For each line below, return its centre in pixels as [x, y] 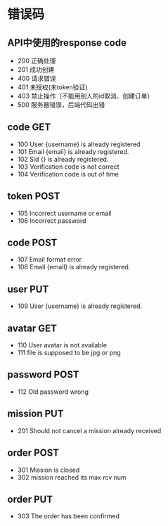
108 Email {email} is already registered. [74, 267]
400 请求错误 [37, 78]
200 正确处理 [37, 61]
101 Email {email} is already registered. [73, 151]
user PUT [28, 289]
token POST [34, 197]
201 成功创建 [36, 70]
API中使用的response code [67, 43]
